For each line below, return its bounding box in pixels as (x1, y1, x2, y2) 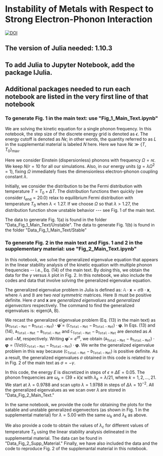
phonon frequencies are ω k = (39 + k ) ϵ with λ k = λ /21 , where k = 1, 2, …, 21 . (5, 374, 157, 381)
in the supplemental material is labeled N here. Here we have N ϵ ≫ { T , (5, 142, 146, 147)
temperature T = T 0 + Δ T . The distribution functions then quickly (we (5, 188, 144, 195)
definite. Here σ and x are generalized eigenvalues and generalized (5, 297, 140, 303)
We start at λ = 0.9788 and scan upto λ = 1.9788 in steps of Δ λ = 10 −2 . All (5, 381, 154, 388)
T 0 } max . (5, 146, 20, 154)
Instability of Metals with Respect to (5, 3, 154, 15)
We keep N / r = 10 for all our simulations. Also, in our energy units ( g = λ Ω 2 (5, 163, 155, 169)
